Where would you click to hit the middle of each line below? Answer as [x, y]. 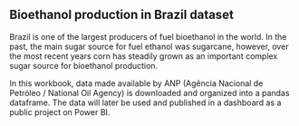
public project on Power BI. [60, 111]
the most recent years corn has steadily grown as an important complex [144, 56]
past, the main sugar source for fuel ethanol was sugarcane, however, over [149, 46]
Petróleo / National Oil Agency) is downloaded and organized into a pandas [149, 92]
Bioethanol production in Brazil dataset [121, 15]
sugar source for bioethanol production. [84, 65]
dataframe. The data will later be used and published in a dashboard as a [145, 102]
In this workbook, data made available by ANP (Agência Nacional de [136, 83]
